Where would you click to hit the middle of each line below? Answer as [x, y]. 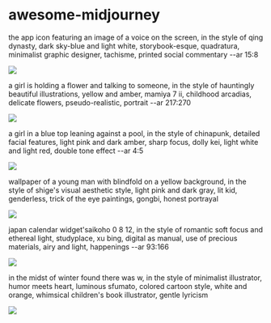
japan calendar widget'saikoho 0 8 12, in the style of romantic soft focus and [135, 229]
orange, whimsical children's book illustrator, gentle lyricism [108, 295]
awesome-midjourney [84, 15]
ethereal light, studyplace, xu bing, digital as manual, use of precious [123, 238]
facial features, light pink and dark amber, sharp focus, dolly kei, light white [133, 142]
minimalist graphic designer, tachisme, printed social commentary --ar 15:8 [133, 54]
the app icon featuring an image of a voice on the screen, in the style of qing [136, 37]
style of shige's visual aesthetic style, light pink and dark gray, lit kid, [123, 190]
